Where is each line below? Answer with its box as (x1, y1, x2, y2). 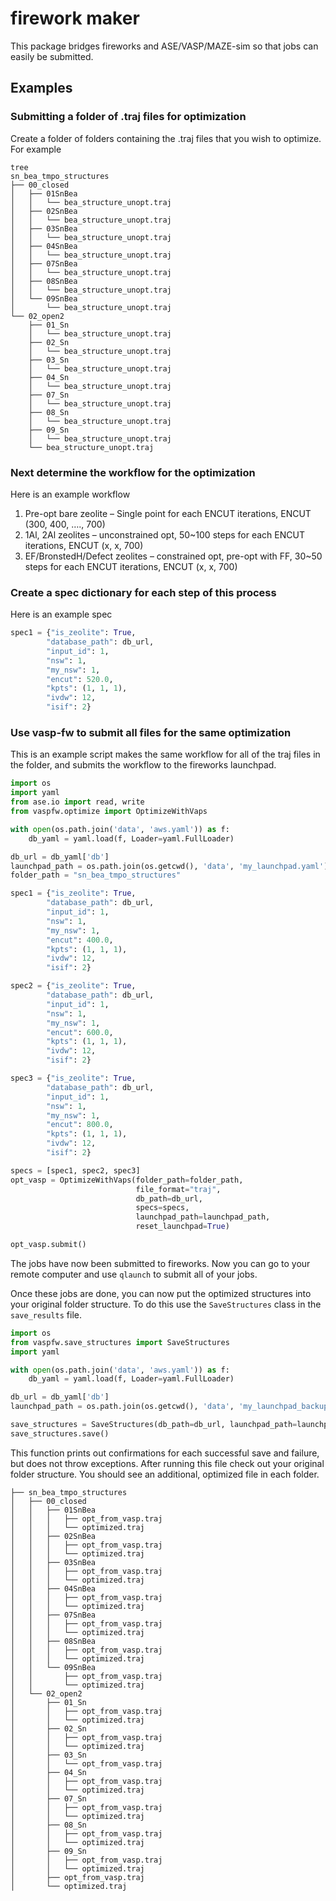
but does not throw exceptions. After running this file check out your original (10, 1457, 325, 1469)
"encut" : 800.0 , (46, 1120, 114, 1130)
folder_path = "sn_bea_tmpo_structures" (10, 870, 182, 881)
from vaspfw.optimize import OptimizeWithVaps (10, 807, 208, 817)
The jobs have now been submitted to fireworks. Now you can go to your (10, 1257, 311, 1269)
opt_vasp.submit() (10, 1240, 87, 1250)
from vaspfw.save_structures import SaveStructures (10, 1337, 230, 1347)
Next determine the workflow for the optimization (10, 465, 256, 479)
